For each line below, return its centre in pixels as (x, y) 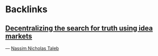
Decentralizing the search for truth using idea (79, 28)
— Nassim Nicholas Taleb (32, 48)
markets (19, 36)
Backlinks (27, 9)
